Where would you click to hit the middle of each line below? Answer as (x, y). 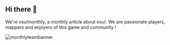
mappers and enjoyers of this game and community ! (61, 27)
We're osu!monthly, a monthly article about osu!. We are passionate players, (85, 21)
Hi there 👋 (21, 9)
